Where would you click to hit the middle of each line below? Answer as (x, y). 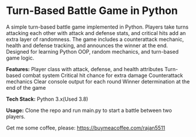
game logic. (20, 58)
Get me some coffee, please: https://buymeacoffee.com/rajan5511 (86, 128)
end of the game (26, 87)
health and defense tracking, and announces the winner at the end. (87, 45)
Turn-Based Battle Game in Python (92, 11)
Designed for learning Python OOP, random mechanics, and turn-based (92, 51)
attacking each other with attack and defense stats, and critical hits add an (96, 33)
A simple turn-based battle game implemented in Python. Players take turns (97, 27)
